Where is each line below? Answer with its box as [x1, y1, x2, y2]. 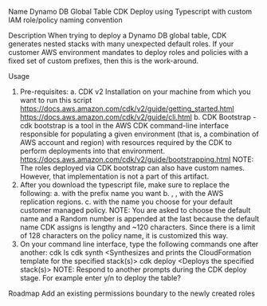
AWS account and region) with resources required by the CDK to [19, 138, 233, 147]
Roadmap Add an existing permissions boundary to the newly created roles [8, 288, 255, 298]
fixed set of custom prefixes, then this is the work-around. [8, 56, 199, 65]
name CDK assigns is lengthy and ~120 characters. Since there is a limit [19, 222, 256, 232]
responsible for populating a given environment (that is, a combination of [19, 129, 259, 139]
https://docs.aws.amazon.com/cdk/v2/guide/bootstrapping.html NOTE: [19, 155, 254, 164]
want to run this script [19, 96, 92, 104]
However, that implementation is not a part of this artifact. [19, 171, 210, 181]
